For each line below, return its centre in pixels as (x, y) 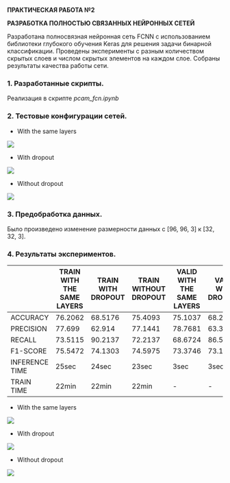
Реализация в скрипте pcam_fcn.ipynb (63, 98)
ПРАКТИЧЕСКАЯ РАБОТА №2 (51, 10)
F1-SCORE (29, 351)
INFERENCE (30, 362)
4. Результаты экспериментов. (62, 254)
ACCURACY (30, 318)
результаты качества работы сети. (58, 66)
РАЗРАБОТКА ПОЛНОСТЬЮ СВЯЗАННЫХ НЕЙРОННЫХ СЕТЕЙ (101, 23)
